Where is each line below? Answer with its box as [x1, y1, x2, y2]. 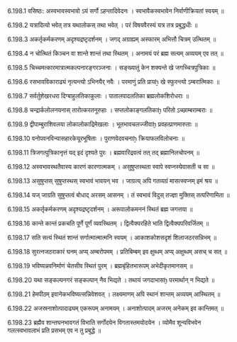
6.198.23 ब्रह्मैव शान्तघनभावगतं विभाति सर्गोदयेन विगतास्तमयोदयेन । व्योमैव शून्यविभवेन [7, 319, 202, 326]
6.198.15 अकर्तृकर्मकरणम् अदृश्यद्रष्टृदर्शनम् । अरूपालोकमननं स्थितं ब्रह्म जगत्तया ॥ [7, 205, 193, 213]
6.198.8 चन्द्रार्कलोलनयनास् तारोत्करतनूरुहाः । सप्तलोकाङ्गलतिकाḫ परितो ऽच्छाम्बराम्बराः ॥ [7, 106, 213, 114]
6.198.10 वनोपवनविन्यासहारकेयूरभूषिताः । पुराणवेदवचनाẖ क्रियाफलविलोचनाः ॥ [7, 135, 185, 142]
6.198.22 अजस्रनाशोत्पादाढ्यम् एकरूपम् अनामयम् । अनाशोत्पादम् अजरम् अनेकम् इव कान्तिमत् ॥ [7, 304, 224, 312]
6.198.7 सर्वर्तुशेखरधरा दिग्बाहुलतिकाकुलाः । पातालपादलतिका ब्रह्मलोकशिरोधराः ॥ [7, 92, 189, 100]
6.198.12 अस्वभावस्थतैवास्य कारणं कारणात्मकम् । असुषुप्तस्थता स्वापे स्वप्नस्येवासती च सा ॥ [7, 163, 215, 171]
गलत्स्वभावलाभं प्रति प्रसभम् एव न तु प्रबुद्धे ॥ [7, 326, 101, 334]
